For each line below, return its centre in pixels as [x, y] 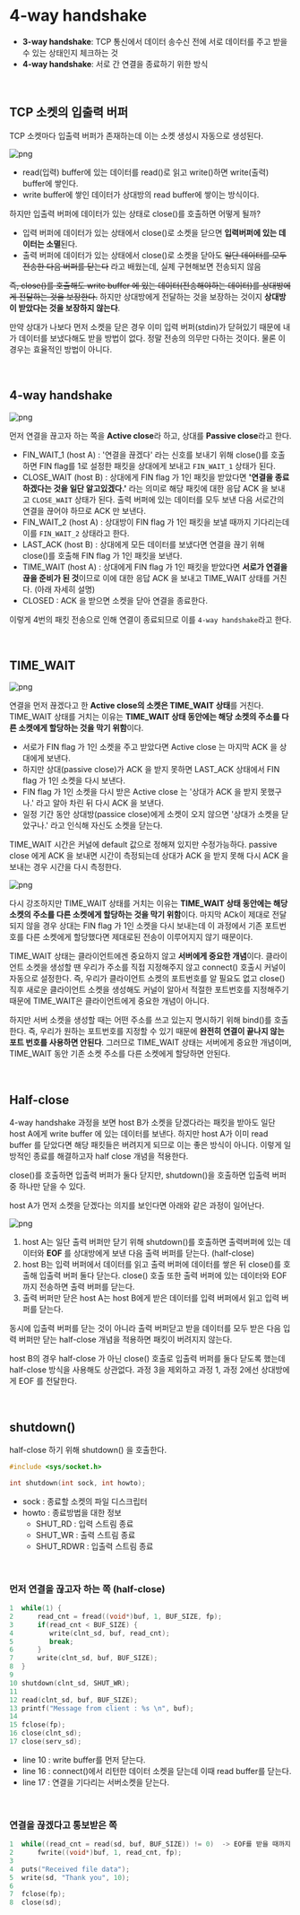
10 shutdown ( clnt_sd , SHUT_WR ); [69, 1683]
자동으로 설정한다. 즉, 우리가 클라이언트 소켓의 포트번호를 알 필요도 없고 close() [147, 979]
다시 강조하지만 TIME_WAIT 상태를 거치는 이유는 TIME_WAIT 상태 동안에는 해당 [149, 903]
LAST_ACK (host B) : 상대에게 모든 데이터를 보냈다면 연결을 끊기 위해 [143, 544]
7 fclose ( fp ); [38, 1894]
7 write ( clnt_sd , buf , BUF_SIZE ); [84, 1658]
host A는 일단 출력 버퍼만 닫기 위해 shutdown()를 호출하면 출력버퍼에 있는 [152, 1242]
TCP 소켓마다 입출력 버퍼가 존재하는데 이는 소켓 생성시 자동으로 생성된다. [137, 135]
